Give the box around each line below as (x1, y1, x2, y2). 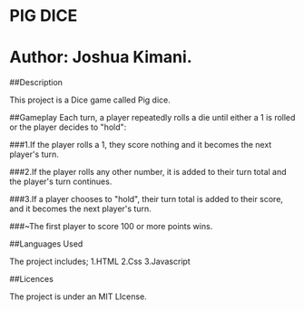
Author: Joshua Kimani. (9, 47, 192, 68)
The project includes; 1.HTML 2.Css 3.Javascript (9, 256, 191, 267)
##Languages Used (9, 238, 83, 249)
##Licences (9, 274, 54, 285)
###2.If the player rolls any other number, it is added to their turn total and (9, 167, 288, 178)
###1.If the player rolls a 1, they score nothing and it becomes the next (9, 140, 272, 151)
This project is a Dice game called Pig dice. (9, 94, 171, 105)
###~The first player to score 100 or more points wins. (9, 221, 213, 232)
